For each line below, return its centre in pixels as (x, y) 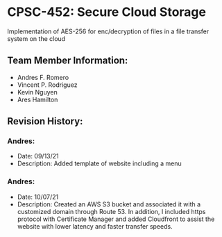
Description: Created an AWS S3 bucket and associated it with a (109, 204)
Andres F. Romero (43, 77)
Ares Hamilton (37, 99)
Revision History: (45, 121)
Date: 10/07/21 (38, 197)
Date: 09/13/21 (38, 156)
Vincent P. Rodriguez (47, 85)
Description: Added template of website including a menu (99, 163)
